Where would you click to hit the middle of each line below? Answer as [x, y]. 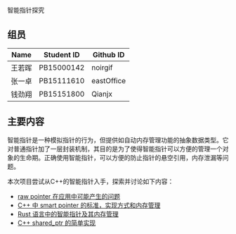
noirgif [102, 67]
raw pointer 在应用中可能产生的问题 [69, 196]
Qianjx [101, 94]
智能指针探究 [26, 10]
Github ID [109, 55]
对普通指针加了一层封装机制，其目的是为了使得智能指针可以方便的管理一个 [115, 149]
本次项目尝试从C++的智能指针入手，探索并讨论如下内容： [91, 181]
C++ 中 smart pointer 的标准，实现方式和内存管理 [89, 205]
